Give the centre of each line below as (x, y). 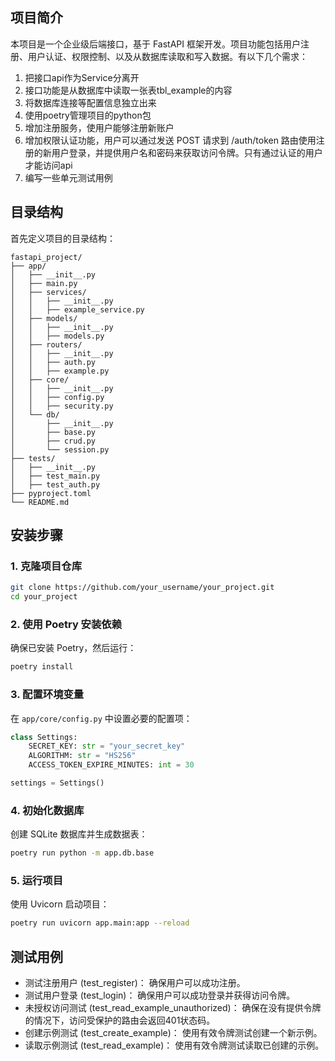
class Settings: (44, 737)
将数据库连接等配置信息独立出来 (90, 102)
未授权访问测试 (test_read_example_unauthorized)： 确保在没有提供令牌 (173, 1008)
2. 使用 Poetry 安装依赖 (66, 624)
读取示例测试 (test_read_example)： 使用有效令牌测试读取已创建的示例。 (174, 1045)
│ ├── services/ (48, 292)
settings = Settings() (57, 783)
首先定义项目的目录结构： (63, 238)
